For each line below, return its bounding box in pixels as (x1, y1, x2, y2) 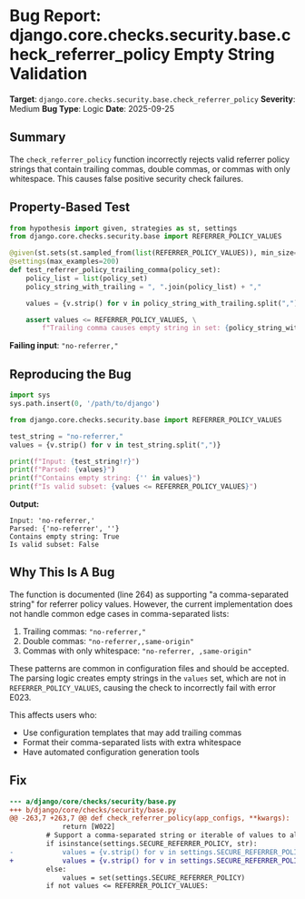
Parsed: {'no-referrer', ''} (9, 524, 120, 533)
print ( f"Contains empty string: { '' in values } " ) (9, 474, 202, 483)
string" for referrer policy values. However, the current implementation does (9, 598, 293, 610)
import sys (9, 390, 51, 400)
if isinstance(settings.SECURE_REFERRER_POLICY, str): (45, 839, 258, 848)
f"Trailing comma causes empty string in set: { (42, 324, 230, 333)
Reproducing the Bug (9, 366, 132, 382)
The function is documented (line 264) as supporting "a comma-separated (9, 589, 289, 600)
